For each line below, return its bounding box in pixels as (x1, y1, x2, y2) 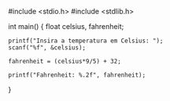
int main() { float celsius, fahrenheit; (8, 22, 124, 31)
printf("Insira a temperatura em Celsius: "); (8, 37, 164, 45)
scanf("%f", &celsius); (8, 44, 87, 52)
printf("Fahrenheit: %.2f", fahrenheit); (8, 71, 146, 79)
